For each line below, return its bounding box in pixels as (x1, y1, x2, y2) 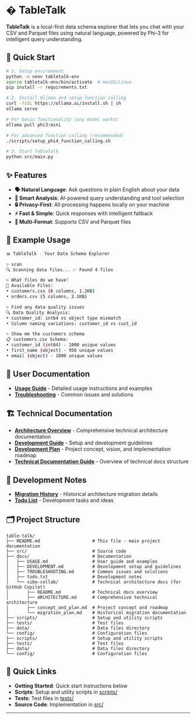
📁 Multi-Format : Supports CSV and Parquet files (14, 218, 131, 225)
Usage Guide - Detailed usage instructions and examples (14, 385, 153, 392)
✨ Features (6, 170, 47, 180)
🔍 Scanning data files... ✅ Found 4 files (6, 266, 114, 273)
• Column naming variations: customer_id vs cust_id (6, 320, 137, 327)
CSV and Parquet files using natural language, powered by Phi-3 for (6, 29, 169, 36)
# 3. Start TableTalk (6, 149, 59, 155)
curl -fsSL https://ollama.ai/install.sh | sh (6, 101, 121, 107)
